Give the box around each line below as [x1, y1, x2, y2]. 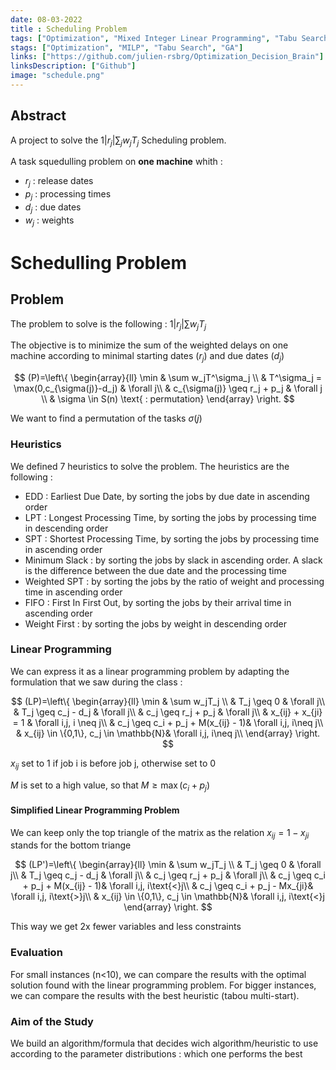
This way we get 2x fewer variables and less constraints [10, 921, 242, 933]
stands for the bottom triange [10, 839, 132, 851]
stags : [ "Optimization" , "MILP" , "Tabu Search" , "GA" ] [10, 42, 244, 53]
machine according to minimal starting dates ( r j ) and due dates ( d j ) [10, 350, 285, 365]
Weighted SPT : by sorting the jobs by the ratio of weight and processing [24, 575, 325, 587]
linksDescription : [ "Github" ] [10, 61, 137, 71]
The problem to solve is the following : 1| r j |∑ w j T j [10, 317, 207, 332]
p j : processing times [24, 188, 112, 203]
